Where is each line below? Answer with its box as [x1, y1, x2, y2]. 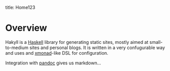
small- [149, 39, 163, 45]
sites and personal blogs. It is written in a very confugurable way [30, 44, 165, 51]
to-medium [5, 44, 29, 51]
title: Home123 [5, 5, 36, 10]
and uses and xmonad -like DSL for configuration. [5, 50, 108, 56]
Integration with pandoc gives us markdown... [5, 60, 101, 66]
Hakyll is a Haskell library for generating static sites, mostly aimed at [5, 39, 149, 45]
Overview [5, 22, 47, 34]
